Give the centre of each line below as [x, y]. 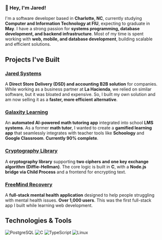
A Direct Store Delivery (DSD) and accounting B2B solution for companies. [81, 84]
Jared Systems [23, 74]
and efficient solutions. [28, 44]
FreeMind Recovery [29, 185]
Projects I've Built [32, 60]
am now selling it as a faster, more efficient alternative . [61, 99]
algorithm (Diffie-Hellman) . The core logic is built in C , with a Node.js [76, 166]
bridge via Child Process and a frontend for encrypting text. [66, 172]
